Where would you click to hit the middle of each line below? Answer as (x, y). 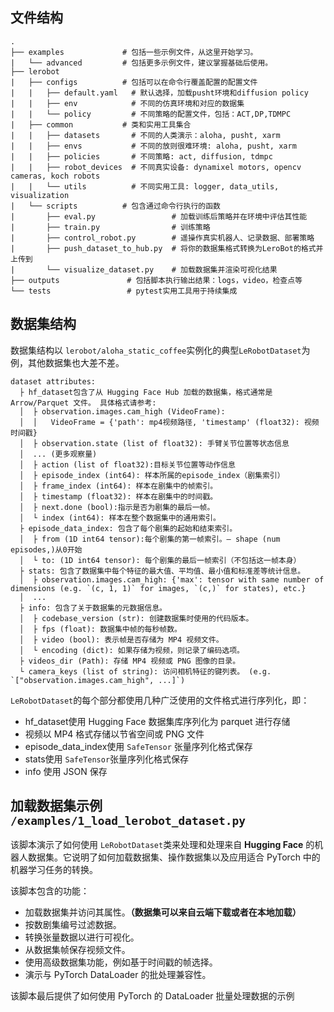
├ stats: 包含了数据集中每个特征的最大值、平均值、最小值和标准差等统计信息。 (162, 571)
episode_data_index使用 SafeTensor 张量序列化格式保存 (138, 746)
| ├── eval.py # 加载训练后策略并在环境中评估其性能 (159, 216)
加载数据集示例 (56, 806)
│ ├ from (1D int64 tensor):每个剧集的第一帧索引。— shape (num (150, 539)
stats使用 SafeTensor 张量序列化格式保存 (107, 759)
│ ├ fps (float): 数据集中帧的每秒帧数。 (100, 629)
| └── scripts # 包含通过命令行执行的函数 (115, 206)
